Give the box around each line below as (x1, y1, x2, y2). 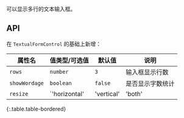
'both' (126, 89, 143, 98)
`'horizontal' (49, 89, 84, 98)
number (49, 68, 69, 75)
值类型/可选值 (49, 56, 90, 64)
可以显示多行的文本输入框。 (6, 5, 76, 12)
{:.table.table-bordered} (6, 105, 66, 113)
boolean (49, 80, 72, 86)
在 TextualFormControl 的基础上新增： (6, 40, 102, 47)
